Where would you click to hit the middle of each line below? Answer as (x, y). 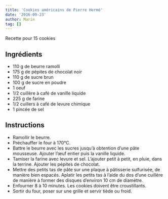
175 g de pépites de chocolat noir (47, 72)
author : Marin (20, 19)
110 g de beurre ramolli (36, 67)
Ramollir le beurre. (32, 137)
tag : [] (13, 24)
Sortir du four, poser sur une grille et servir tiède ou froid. (72, 191)
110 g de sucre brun (33, 77)
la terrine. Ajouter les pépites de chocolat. (56, 164)
